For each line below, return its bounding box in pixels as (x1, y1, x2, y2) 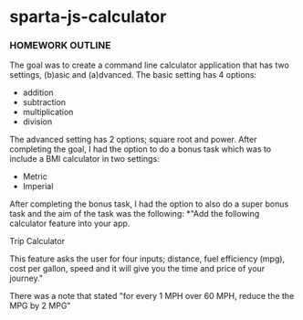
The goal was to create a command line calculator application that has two (9, 59, 289, 70)
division (22, 116, 53, 127)
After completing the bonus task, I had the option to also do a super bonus (9, 198, 289, 209)
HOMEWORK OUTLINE (9, 39, 111, 52)
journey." (9, 272, 44, 284)
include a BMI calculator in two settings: (9, 154, 160, 165)
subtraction (22, 97, 67, 108)
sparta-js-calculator (9, 6, 167, 27)
